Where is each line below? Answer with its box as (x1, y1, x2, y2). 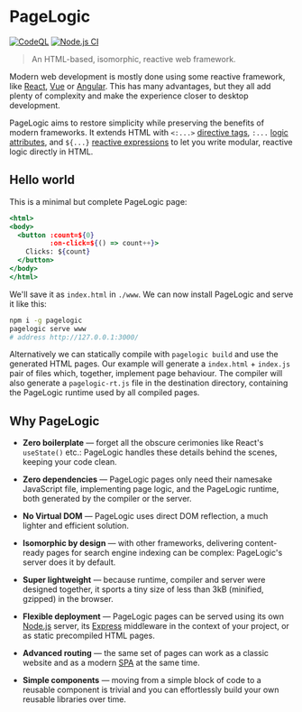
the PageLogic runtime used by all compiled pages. (9, 387, 200, 398)
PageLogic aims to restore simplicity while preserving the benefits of (9, 117, 264, 128)
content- (244, 538, 278, 549)
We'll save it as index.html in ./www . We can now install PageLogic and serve (9, 289, 294, 300)
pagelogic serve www (9, 324, 87, 333)
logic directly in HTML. (9, 146, 94, 157)
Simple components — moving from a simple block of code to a (22, 675, 261, 686)
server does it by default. (22, 557, 116, 568)
